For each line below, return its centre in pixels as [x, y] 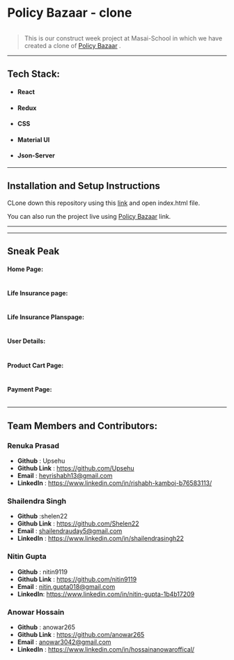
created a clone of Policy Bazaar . [72, 45]
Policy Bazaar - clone [70, 13]
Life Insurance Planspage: [46, 317]
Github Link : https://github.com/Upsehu [76, 468]
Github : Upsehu [41, 461]
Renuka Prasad [33, 445]
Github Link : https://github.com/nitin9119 [77, 579]
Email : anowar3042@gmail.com [64, 642]
